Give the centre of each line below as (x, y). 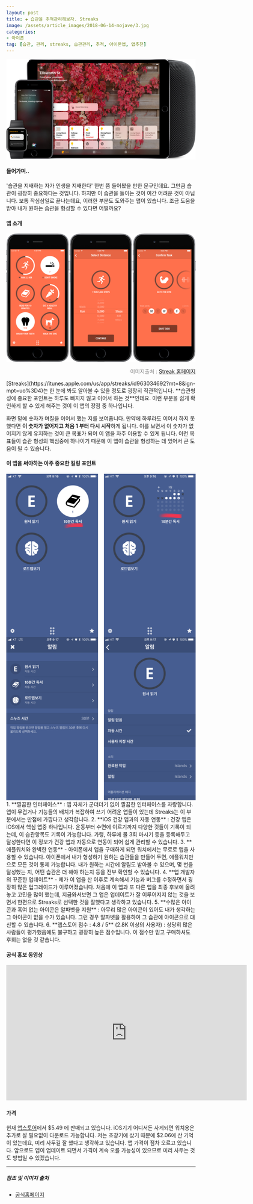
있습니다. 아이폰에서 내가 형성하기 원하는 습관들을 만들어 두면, (96, 857)
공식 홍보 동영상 (25, 954)
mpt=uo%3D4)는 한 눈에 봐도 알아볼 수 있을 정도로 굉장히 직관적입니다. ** (94, 391)
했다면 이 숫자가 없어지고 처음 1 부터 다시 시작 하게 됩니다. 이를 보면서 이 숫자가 (97, 426)
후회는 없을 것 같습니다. (34, 940)
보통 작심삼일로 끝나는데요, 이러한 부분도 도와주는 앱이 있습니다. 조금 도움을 (107, 200)
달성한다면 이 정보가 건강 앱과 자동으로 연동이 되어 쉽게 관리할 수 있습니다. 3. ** (99, 842)
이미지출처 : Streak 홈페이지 (163, 371)
